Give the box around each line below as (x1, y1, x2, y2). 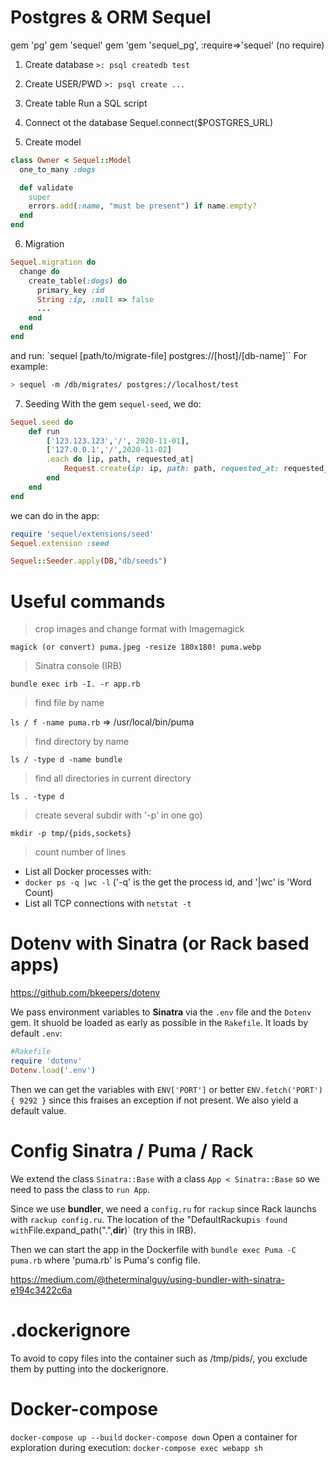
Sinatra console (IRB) (34, 660, 123, 672)
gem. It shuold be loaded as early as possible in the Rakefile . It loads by (10, 1017, 309, 1029)
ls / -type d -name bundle (10, 755, 123, 765)
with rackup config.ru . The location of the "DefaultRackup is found (10, 1213, 288, 1225)
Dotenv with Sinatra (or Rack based (10, 932, 310, 955)
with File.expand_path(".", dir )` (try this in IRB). (10, 1224, 197, 1236)
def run (28, 426, 60, 436)
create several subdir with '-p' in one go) (34, 809, 203, 821)
